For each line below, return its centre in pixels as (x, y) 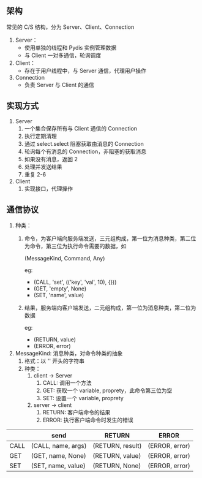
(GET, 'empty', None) (60, 289)
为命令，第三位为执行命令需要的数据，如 (75, 246)
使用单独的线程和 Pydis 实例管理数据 (70, 47)
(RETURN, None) (117, 466)
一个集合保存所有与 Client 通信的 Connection (81, 128)
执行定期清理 (40, 136)
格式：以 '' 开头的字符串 (54, 361)
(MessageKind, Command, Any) (65, 259)
